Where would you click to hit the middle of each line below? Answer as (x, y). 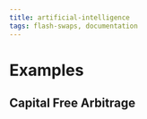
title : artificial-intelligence (69, 17)
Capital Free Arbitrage (73, 103)
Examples (47, 70)
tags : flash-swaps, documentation (74, 26)
